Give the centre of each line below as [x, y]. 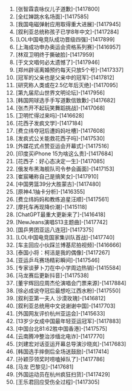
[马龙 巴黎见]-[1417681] [45, 367]
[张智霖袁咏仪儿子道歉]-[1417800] [58, 9]
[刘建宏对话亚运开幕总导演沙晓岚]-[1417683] [71, 344]
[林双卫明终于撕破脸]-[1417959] [55, 55]
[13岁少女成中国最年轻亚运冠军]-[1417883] [68, 321]
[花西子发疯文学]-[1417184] [49, 123]
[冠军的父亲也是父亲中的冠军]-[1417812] [65, 77]
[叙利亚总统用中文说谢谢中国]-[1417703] [65, 306]
